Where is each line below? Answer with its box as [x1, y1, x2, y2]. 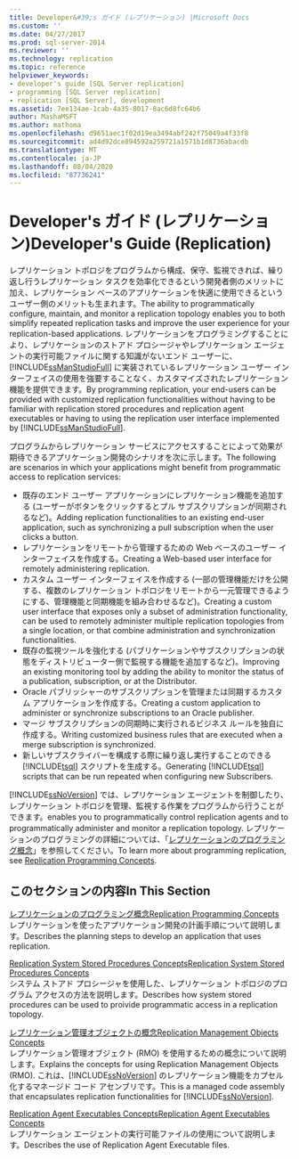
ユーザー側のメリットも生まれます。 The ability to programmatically [9, 298, 255, 309]
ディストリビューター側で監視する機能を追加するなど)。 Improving [37, 657, 280, 667]
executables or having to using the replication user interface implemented [9, 413, 280, 424]
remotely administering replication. [21, 563, 150, 575]
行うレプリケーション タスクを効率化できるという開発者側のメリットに [24, 276, 285, 287]
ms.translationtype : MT [9, 145, 98, 154]
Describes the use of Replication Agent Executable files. [23, 1139, 230, 1150]
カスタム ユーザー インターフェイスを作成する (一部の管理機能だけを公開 [21, 574, 289, 584]
